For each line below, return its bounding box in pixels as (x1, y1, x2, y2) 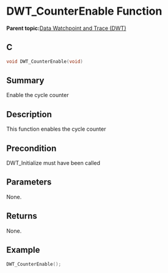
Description (6, 109, 52, 120)
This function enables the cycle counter (6, 125, 106, 133)
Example (6, 245, 40, 255)
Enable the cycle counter (6, 92, 69, 99)
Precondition (6, 143, 57, 153)
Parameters (6, 177, 52, 187)
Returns (6, 211, 38, 221)
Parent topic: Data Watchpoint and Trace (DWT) (6, 24, 126, 32)
